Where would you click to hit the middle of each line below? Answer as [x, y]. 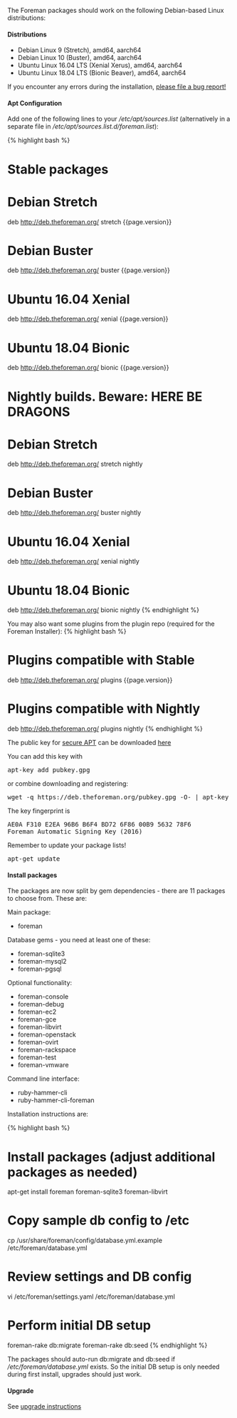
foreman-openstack [47, 1034]
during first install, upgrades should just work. [75, 1374]
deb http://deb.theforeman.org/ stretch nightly [75, 464]
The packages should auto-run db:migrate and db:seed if [91, 1359]
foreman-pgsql [39, 969]
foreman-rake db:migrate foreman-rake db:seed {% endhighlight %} [107, 1345]
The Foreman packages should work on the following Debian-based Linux [116, 10]
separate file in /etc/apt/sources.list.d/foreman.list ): [83, 126]
